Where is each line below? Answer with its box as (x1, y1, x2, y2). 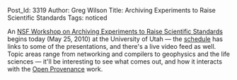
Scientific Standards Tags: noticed (7, 13, 108, 22)
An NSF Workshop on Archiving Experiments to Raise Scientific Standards (7, 28, 223, 35)
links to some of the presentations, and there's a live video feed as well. (7, 42, 216, 50)
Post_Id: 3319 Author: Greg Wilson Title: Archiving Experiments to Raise (7, 6, 216, 14)
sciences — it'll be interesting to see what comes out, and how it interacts (7, 57, 223, 66)
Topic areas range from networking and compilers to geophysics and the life (7, 50, 230, 58)
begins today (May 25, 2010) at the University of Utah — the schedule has (7, 35, 223, 43)
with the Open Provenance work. (7, 65, 103, 73)
